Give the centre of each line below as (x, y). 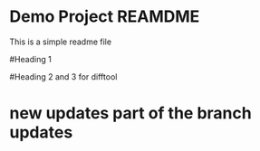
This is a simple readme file (60, 42)
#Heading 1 (30, 59)
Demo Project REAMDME (105, 17)
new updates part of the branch (130, 113)
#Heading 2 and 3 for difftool (63, 76)
